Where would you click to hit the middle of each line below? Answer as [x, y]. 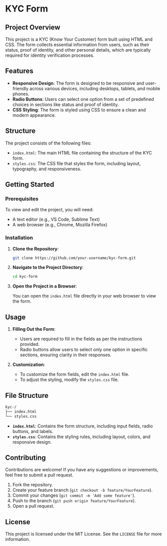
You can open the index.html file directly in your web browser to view [84, 296]
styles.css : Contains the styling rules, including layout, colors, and [81, 437]
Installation [19, 238]
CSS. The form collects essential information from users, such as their [77, 45]
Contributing [25, 458]
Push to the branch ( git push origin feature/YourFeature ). [74, 501]
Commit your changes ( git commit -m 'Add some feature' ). [74, 495]
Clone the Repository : [35, 248]
